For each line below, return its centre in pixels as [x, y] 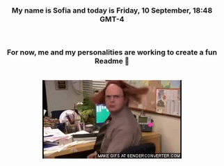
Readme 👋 [112, 61]
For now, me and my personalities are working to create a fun [112, 52]
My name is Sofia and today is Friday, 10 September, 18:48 [112, 10]
